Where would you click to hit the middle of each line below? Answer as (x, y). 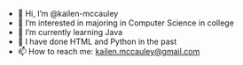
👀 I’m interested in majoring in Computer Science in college (126, 23)
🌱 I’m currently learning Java (70, 32)
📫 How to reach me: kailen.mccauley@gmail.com (109, 51)
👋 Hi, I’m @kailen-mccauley (68, 14)
